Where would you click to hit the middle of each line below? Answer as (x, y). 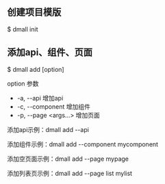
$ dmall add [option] (36, 69)
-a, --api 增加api (40, 98)
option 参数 (23, 83)
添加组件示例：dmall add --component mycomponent (83, 144)
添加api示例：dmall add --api (48, 129)
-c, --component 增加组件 (53, 106)
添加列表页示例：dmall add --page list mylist (69, 173)
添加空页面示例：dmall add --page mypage (68, 159)
